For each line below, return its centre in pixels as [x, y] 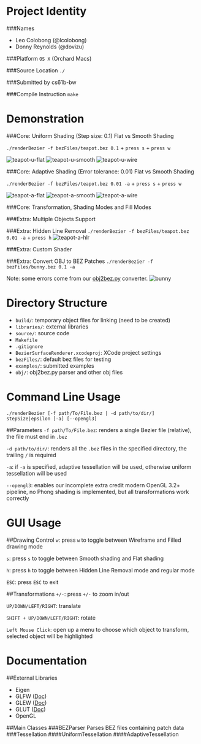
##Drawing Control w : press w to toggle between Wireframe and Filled [94, 540]
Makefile [26, 340]
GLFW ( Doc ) [31, 696]
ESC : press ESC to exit [32, 582]
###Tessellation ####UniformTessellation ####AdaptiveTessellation [93, 734]
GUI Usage [34, 523]
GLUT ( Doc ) [30, 709]
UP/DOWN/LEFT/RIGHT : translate [44, 605]
